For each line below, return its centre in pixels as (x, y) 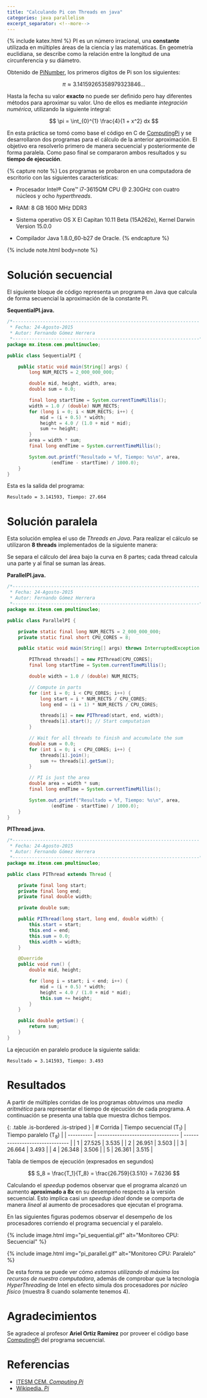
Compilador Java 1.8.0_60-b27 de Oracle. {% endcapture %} (92, 238)
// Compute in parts (55, 687)
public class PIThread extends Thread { (60, 874)
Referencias (38, 1365)
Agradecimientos (52, 1317)
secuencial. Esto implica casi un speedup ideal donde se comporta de (96, 1198)
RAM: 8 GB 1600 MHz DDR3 (51, 208)
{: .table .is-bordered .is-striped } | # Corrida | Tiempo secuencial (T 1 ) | (96, 1128)
